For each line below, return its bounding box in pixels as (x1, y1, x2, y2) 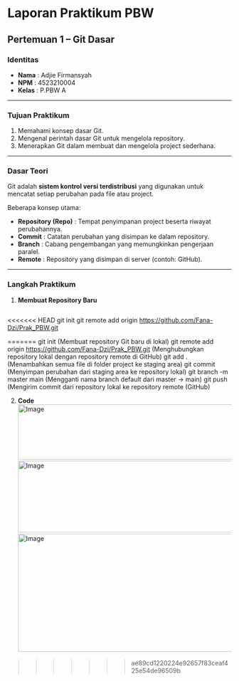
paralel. (17, 248, 41, 256)
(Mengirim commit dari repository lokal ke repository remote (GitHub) (7, 382, 211, 391)
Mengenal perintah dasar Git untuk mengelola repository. (17, 134, 185, 143)
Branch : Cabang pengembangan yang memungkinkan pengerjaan (17, 240, 214, 248)
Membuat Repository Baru (17, 295, 97, 304)
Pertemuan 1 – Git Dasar (7, 33, 115, 46)
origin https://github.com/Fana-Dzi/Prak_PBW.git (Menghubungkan (7, 344, 204, 353)
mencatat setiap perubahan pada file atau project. (7, 190, 154, 199)
